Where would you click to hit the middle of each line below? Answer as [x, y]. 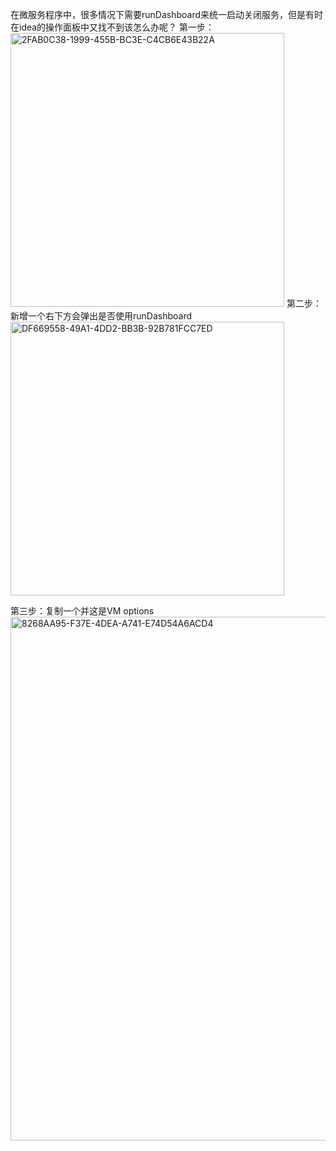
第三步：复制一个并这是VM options [82, 611]
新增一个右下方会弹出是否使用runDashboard [101, 316]
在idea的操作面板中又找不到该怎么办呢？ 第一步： [112, 27]
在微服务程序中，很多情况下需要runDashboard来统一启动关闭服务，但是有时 [167, 14]
